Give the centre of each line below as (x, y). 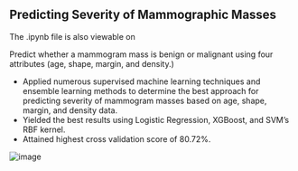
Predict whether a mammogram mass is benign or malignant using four (141, 54)
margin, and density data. (70, 110)
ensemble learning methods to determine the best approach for (140, 90)
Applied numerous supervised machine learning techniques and (141, 81)
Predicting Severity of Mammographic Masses (143, 15)
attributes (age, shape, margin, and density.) (92, 63)
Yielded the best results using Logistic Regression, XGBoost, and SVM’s (156, 119)
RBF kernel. (44, 129)
